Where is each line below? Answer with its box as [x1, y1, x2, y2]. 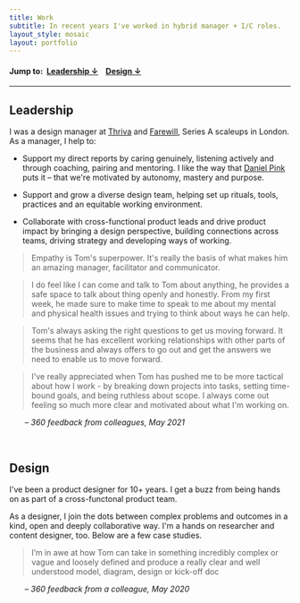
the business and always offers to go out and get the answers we [30, 344, 271, 355]
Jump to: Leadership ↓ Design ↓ [9, 65, 142, 76]
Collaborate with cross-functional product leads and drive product [21, 217, 266, 227]
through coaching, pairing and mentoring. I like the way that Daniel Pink [21, 163, 286, 174]
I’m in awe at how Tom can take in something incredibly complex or [30, 548, 279, 558]
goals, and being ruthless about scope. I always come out [56, 390, 270, 401]
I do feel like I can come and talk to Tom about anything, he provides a [30, 279, 290, 291]
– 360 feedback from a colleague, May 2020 [24, 583, 190, 595]
